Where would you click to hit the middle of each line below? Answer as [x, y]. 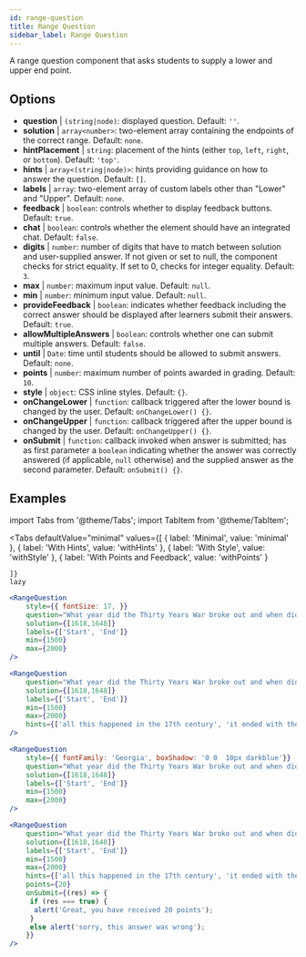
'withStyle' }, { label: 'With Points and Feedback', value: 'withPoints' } [139, 557]
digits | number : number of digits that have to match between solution [152, 247]
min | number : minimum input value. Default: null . [114, 295]
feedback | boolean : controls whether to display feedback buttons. [148, 208]
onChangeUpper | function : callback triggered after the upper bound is [158, 421]
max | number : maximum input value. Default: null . [117, 286]
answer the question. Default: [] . [84, 180]
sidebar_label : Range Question [69, 35]
